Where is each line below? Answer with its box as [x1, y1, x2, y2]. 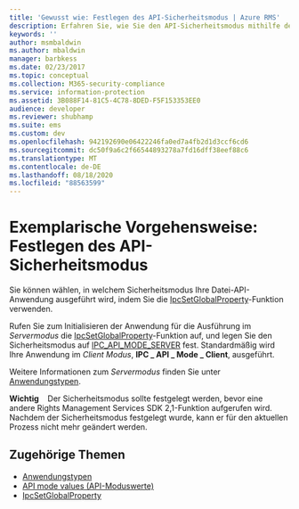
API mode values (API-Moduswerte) [21, 480, 154, 491]
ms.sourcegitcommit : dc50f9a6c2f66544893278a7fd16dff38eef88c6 [9, 145, 249, 154]
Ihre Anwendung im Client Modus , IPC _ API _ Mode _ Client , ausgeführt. [9, 349, 275, 360]
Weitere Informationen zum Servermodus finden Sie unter [9, 366, 221, 377]
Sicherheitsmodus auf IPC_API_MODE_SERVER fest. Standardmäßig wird [9, 340, 276, 350]
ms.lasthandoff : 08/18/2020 [9, 170, 114, 179]
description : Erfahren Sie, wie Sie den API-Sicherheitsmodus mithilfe [9, 21, 280, 30]
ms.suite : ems [9, 121, 62, 130]
